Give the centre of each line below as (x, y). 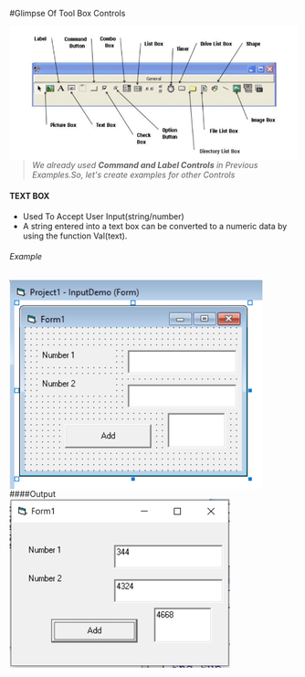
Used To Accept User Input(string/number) (103, 216)
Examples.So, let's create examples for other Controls (133, 175)
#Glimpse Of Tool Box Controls (68, 13)
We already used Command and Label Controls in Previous (145, 165)
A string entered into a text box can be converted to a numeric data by (155, 226)
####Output (33, 493)
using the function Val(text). (75, 236)
